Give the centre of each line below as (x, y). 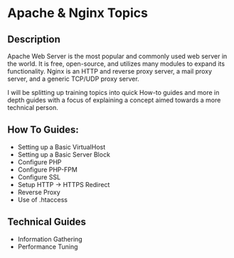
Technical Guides (47, 222)
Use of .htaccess (42, 199)
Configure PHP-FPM (48, 169)
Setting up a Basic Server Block (64, 155)
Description (34, 39)
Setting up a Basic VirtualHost (62, 147)
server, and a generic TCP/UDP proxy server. (74, 79)
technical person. (33, 107)
